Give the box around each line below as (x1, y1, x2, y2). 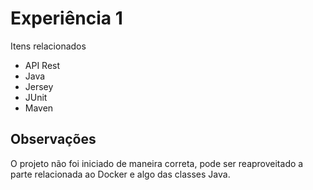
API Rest (24, 59, 61, 71)
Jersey (24, 80, 54, 92)
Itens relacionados (10, 40, 87, 52)
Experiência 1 (10, 7, 123, 30)
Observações (10, 131, 97, 148)
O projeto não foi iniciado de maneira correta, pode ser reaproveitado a (10, 157, 304, 169)
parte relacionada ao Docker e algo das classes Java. (10, 168, 231, 180)
